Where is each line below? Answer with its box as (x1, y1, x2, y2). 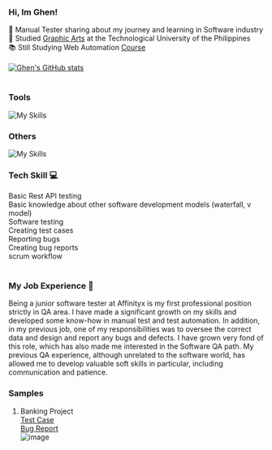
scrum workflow (8, 251, 63, 261)
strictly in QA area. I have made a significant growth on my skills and (8, 307, 237, 317)
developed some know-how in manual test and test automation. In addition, (8, 315, 261, 326)
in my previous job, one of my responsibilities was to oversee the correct (8, 324, 252, 334)
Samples (8, 388, 44, 399)
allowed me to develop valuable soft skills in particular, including (8, 359, 223, 369)
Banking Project (19, 406, 74, 416)
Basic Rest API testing (8, 191, 82, 201)
